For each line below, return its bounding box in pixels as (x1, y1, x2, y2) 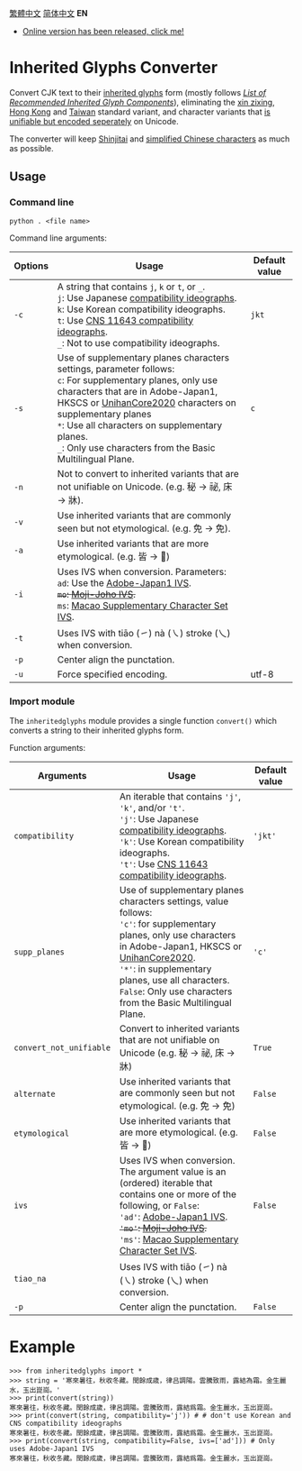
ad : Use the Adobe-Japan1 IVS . (57, 576, 191, 589)
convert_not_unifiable (13, 1042, 111, 1053)
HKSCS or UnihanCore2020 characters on (57, 396, 236, 408)
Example (9, 1337, 75, 1357)
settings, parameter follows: (57, 362, 175, 375)
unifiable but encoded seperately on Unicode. (9, 115, 180, 126)
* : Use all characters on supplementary (57, 418, 223, 431)
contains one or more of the (119, 1188, 236, 1201)
